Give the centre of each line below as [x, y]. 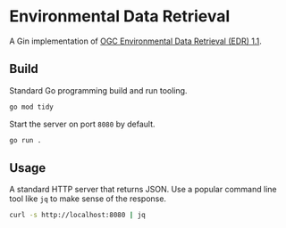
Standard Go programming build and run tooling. [98, 90]
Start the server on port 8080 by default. [82, 124]
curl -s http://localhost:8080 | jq [77, 216]
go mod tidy [31, 107]
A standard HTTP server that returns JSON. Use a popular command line [143, 190]
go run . [25, 140]
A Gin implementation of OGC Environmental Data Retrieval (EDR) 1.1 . [135, 41]
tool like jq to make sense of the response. [88, 199]
